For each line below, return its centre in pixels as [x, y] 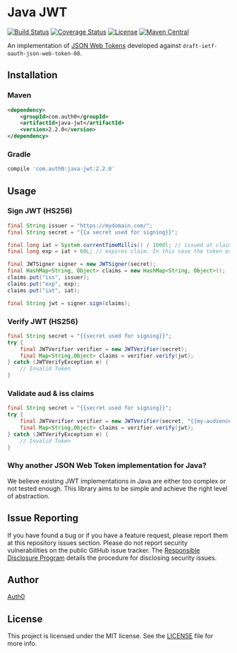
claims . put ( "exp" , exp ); [44, 284]
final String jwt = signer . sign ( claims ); [69, 303]
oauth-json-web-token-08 [44, 54]
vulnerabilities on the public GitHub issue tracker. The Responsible [104, 550]
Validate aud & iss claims [51, 393]
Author [23, 580]
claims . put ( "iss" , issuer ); [49, 277]
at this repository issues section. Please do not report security [98, 543]
